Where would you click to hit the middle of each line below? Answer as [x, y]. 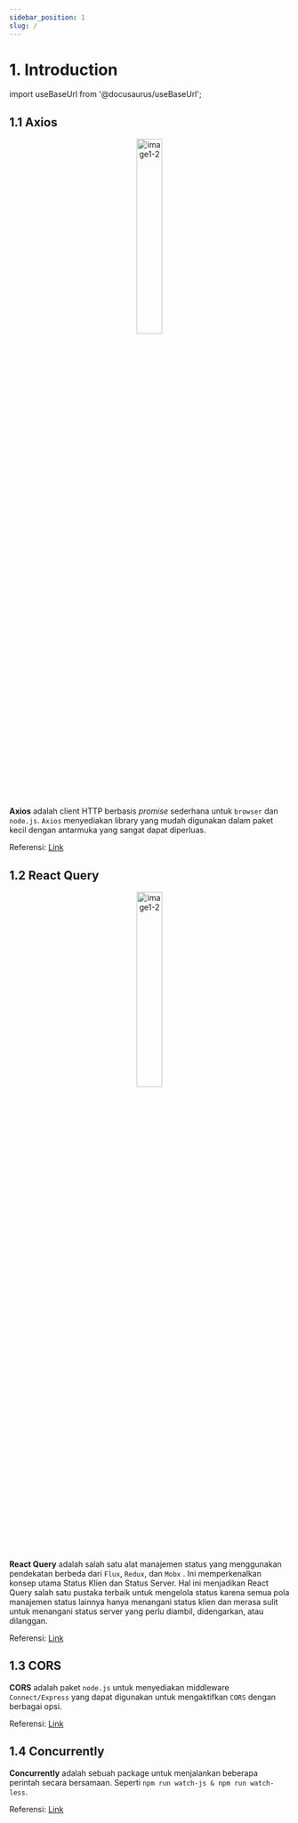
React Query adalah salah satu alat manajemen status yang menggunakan [145, 1564]
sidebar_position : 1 [48, 17]
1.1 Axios [33, 122]
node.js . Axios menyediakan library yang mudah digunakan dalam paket [141, 821]
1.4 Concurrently [57, 1751]
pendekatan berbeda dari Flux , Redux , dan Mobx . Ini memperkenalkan [136, 1574]
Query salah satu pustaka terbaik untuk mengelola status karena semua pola [149, 1593]
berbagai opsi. [36, 1706]
